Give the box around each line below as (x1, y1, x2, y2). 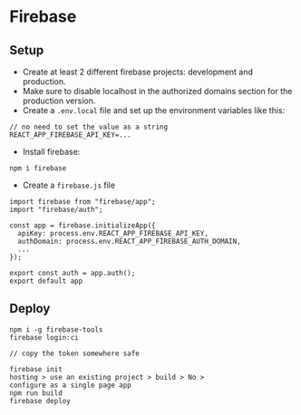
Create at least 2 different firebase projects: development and (22, 66, 254, 77)
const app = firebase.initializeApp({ (9, 221, 156, 230)
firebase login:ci (9, 333, 79, 342)
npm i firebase (9, 164, 67, 173)
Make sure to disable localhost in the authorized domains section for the (22, 86, 293, 96)
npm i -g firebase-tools (9, 324, 103, 334)
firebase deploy (9, 396, 71, 405)
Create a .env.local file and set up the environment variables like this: (22, 105, 286, 115)
